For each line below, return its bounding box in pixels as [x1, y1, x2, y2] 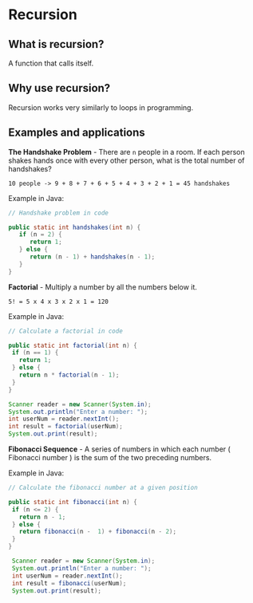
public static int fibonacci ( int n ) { [8, 498, 137, 506]
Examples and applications [8, 126, 145, 140]
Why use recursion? [8, 81, 111, 95]
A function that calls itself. [8, 58, 94, 68]
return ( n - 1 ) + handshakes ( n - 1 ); [29, 253, 156, 261]
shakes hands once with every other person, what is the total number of [8, 156, 245, 165]
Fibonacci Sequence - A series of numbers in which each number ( [8, 444, 231, 454]
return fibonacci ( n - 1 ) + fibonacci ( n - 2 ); [18, 528, 177, 536]
